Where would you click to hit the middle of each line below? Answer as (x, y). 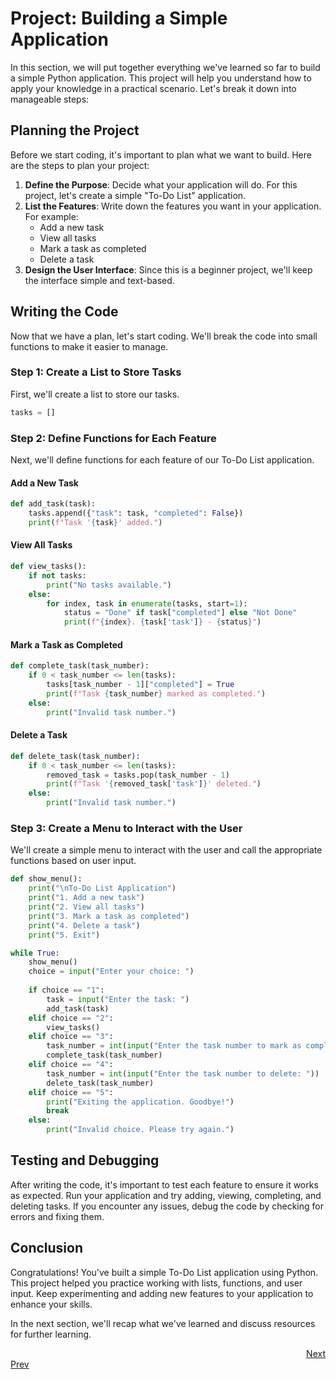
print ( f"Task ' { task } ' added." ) (95, 522)
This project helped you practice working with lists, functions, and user (156, 1283)
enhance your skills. (51, 1304)
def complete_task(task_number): (80, 666)
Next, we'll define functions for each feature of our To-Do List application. (162, 460)
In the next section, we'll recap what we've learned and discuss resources (163, 1323)
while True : (35, 953)
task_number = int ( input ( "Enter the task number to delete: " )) (183, 1073)
